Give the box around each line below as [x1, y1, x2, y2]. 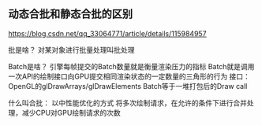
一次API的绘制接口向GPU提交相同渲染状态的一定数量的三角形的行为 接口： [8, 72, 251, 81]
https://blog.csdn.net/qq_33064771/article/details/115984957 [8, 28, 207, 38]
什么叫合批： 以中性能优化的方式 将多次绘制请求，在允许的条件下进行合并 [8, 97, 247, 108]
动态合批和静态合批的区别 [8, 7, 133, 21]
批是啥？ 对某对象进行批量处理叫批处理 [8, 45, 135, 54]
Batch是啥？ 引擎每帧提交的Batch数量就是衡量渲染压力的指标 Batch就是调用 [8, 61, 255, 71]
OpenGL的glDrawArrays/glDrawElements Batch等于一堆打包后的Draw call [8, 81, 248, 90]
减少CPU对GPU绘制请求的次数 [21, 108, 121, 117]
